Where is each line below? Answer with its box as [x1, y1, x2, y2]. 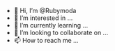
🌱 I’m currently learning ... [13, 21, 89, 29]
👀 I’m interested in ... [13, 14, 73, 22]
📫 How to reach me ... [13, 37, 79, 44]
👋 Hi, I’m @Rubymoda [13, 7, 77, 14]
